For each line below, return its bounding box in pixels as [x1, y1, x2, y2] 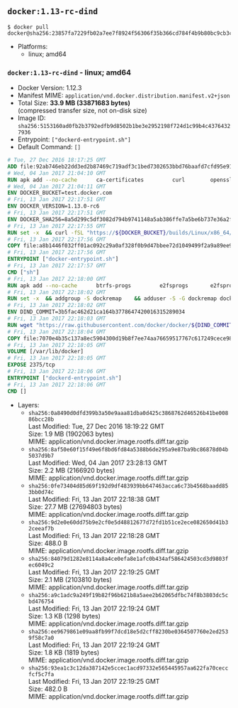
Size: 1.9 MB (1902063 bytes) [28, 429, 115, 438]
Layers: [17, 400, 40, 409]
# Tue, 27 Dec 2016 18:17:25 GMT [7, 156, 106, 163]
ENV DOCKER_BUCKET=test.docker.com [7, 189, 113, 197]
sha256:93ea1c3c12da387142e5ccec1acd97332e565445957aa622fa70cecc [28, 665, 229, 672]
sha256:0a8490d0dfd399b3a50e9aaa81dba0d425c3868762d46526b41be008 [28, 409, 229, 417]
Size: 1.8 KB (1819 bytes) [28, 648, 100, 657]
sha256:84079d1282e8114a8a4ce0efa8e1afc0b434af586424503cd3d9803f [28, 555, 229, 562]
